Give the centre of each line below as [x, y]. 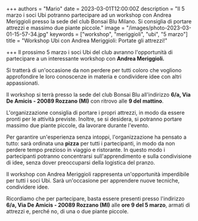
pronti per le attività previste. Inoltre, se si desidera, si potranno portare [94, 119]
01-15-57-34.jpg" [28, 34]
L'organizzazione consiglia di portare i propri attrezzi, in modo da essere [95, 113]
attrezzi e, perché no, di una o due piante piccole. [67, 211]
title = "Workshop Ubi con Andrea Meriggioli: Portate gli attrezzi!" [87, 41]
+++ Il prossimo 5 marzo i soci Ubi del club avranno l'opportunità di [89, 52]
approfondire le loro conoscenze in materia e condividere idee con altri [94, 77]
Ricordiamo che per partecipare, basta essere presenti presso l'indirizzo [95, 198]
